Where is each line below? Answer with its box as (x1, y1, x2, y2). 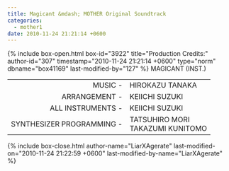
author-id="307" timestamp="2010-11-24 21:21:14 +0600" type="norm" (7, 57, 216, 66)
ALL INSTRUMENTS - (49, 103, 123, 113)
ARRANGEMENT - (61, 92, 123, 102)
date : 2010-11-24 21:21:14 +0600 (7, 30, 106, 37)
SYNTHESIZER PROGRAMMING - (11, 119, 123, 129)
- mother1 (13, 23, 43, 30)
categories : (7, 17, 43, 24)
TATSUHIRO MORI (129, 114, 190, 124)
